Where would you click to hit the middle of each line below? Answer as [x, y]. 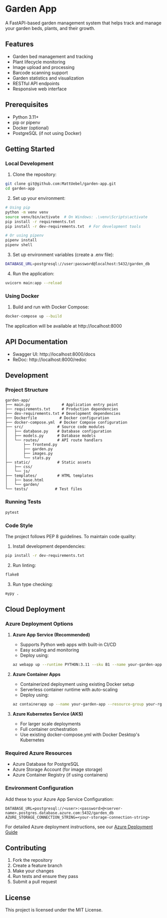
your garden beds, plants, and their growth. [50, 28]
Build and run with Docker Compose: [51, 307]
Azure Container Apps [36, 675]
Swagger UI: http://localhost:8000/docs [54, 354]
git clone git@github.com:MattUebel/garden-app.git [61, 184]
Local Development [30, 163]
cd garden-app [20, 189]
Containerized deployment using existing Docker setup [77, 684]
